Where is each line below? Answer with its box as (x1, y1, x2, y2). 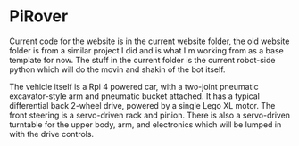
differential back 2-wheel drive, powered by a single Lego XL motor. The (9, 100, 276, 110)
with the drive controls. (9, 128, 95, 139)
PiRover (9, 6, 69, 27)
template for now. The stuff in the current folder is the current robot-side (9, 54, 276, 65)
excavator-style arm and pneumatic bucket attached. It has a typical (9, 91, 261, 101)
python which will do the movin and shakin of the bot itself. (9, 64, 226, 75)
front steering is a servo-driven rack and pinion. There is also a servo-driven (9, 109, 291, 120)
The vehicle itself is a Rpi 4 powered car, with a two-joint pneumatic (9, 81, 259, 92)
